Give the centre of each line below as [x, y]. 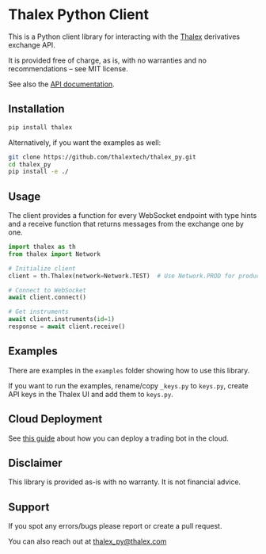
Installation [36, 109]
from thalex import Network [55, 254]
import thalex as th [42, 247]
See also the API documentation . [61, 84]
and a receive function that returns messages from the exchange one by [126, 224]
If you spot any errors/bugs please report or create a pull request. [115, 526]
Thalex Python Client [78, 15]
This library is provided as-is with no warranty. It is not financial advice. [125, 482]
